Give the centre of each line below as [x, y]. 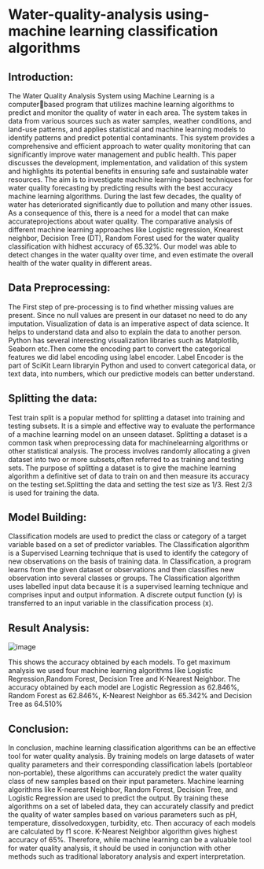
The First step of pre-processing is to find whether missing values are [121, 307]
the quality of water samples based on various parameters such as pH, [123, 815]
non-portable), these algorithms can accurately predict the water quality [125, 773]
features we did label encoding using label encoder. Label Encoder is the [126, 357]
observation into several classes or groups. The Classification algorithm [124, 578]
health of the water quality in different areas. [80, 263]
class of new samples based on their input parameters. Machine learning [126, 782]
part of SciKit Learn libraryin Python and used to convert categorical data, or [132, 365]
